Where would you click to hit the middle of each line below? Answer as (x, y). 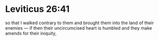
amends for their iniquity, (31, 33)
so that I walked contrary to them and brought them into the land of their (79, 23)
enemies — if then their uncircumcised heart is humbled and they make (79, 28)
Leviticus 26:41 (37, 9)
